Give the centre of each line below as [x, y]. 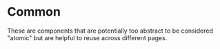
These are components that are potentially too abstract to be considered [110, 31]
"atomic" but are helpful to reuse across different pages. [87, 37]
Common [34, 12]
